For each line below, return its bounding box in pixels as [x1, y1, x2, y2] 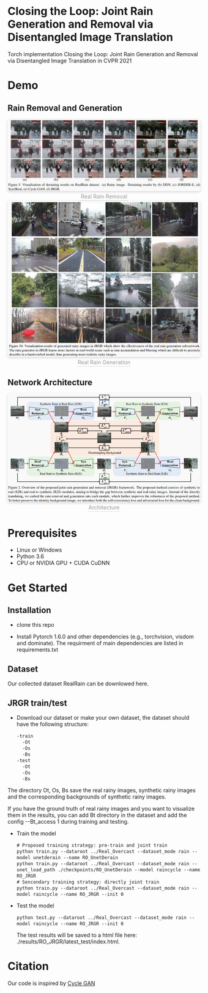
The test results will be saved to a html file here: [16, 931, 138, 939]
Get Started [7, 581, 67, 594]
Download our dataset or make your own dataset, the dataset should [16, 714, 190, 722]
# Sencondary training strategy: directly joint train [16, 879, 160, 885]
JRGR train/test [7, 698, 67, 708]
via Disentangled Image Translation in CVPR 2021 [7, 57, 132, 64]
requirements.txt [16, 646, 59, 654]
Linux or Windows [16, 546, 62, 554]
